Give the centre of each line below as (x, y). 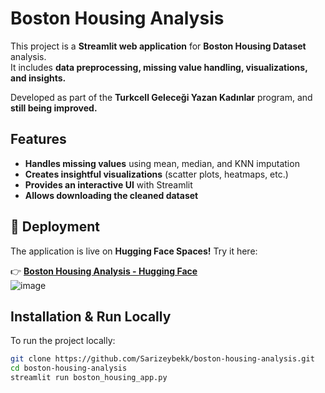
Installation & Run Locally (91, 316)
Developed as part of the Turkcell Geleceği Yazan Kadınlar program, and (161, 97)
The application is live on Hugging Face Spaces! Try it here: (134, 251)
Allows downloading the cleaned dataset (111, 195)
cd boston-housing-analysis (69, 368)
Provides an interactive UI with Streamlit (108, 184)
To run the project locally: (63, 341)
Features (38, 139)
